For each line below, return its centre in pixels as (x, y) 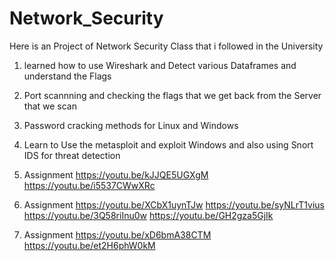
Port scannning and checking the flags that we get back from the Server (172, 95)
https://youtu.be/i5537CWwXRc (89, 185)
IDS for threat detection (72, 155)
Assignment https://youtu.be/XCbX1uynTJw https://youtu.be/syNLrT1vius (174, 204)
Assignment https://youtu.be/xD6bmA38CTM (117, 234)
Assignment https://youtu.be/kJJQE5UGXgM (116, 174)
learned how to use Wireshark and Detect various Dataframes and (160, 65)
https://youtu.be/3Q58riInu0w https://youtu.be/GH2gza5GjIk (148, 215)
